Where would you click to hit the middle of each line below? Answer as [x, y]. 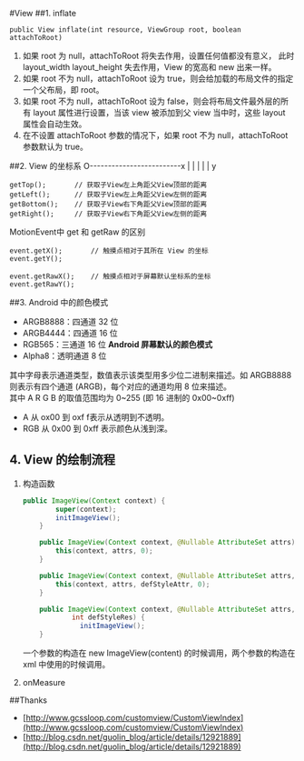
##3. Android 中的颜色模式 [59, 302]
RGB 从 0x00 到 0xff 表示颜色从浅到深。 [97, 428]
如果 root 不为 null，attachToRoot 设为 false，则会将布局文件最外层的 [152, 101]
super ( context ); [86, 509]
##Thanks [29, 700]
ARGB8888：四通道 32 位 [70, 321]
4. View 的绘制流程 [63, 460]
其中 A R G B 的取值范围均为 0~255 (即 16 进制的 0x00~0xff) [122, 398]
